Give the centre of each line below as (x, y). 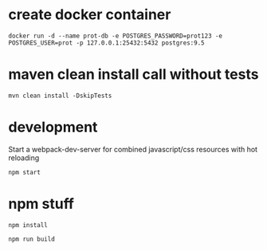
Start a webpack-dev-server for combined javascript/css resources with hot (133, 149)
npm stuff (41, 204)
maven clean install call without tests (133, 75)
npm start (25, 172)
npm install (28, 225)
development (53, 127)
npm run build (32, 239)
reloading (24, 158)
